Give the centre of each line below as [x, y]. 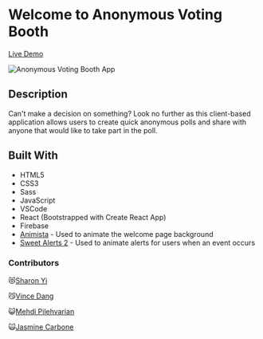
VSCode [33, 208]
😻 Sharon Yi [28, 280]
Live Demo [26, 53]
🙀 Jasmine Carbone [41, 327]
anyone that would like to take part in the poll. [83, 130]
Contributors [34, 263]
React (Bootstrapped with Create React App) [93, 217]
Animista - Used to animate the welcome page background [116, 234]
